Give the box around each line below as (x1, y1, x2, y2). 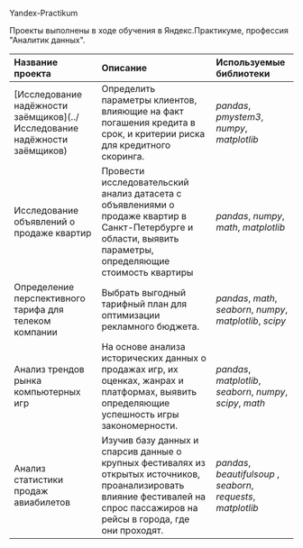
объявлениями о (101, 198, 175, 211)
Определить (101, 83, 156, 95)
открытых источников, (101, 468, 200, 480)
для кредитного (101, 139, 171, 151)
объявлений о (14, 215, 76, 228)
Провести (101, 165, 145, 177)
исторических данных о (101, 352, 207, 364)
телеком (14, 315, 51, 327)
